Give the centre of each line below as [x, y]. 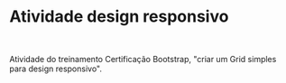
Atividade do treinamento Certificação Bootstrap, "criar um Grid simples [143, 59]
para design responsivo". [55, 69]
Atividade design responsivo [119, 17]
